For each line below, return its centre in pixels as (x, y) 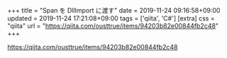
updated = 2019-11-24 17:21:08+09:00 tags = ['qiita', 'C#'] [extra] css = (111, 18)
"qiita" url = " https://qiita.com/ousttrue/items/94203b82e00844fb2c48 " (113, 26)
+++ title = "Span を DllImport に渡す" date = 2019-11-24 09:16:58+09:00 (114, 10)
